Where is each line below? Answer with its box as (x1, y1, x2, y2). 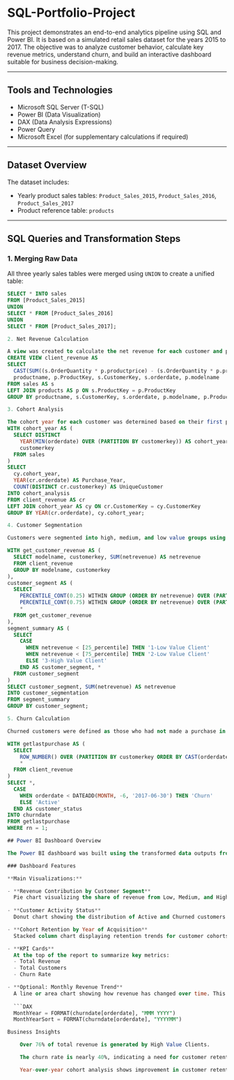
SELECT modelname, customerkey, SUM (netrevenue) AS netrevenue (13, 554, 201, 561)
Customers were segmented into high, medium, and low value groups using (7, 535, 226, 542)
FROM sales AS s (7, 380, 54, 388)
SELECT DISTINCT (13, 432, 61, 439)
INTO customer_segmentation (7, 690, 89, 697)
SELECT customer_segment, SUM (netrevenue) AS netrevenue (7, 683, 176, 690)
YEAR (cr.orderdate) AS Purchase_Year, (13, 477, 127, 484)
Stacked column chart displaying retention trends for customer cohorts (13, 932, 229, 939)
